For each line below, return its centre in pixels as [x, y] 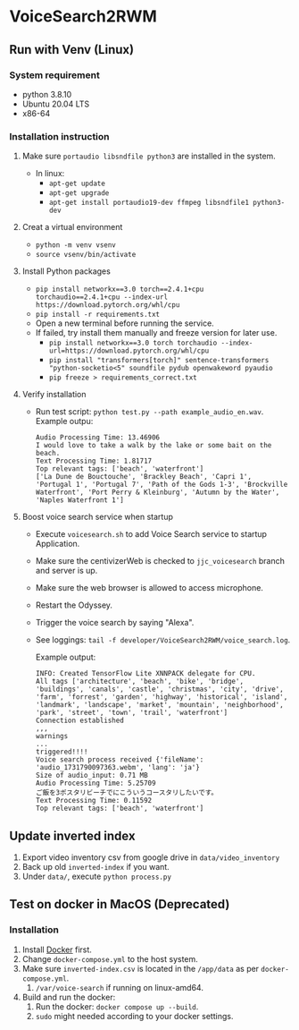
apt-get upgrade [79, 193]
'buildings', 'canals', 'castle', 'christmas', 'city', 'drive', [159, 690]
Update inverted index [72, 835]
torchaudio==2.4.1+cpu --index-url [101, 297]
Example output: [66, 657]
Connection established [80, 721]
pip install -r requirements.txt [98, 315]
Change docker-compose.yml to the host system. [110, 958]
